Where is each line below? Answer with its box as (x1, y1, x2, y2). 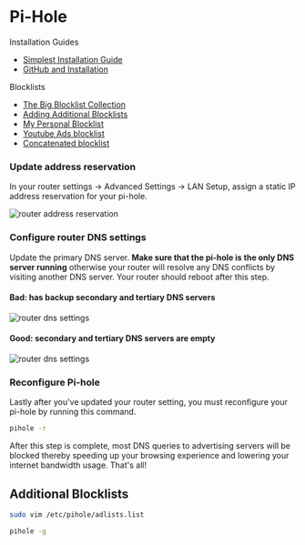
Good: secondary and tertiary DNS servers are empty (9, 333, 216, 344)
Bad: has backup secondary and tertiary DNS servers (9, 292, 216, 303)
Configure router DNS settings (9, 231, 147, 244)
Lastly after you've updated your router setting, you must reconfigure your (9, 397, 289, 408)
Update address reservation (9, 160, 137, 173)
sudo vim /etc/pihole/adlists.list (9, 510, 145, 520)
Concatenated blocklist (22, 137, 110, 148)
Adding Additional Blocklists (22, 108, 128, 119)
